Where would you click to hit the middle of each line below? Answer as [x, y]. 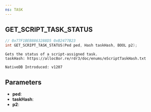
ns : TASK [14, 10]
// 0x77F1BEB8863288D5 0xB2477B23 [41, 41]
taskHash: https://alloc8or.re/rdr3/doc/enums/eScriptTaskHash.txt [76, 59]
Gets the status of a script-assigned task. [51, 55]
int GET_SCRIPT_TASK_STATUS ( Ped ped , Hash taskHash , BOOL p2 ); [71, 45]
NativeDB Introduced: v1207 [34, 67]
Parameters [23, 82]
